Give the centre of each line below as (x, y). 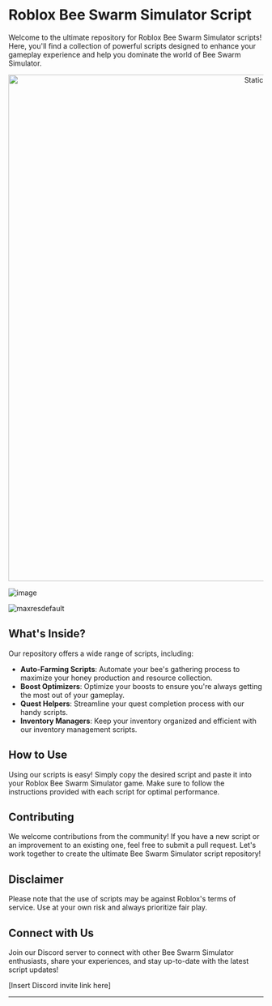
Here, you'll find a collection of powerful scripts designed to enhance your (132, 45)
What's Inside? (47, 634)
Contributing (41, 817)
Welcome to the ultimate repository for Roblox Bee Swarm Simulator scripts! (135, 37)
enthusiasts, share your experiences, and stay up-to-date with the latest (129, 961)
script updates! (34, 970)
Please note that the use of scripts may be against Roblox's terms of (122, 899)
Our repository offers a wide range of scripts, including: (101, 653)
